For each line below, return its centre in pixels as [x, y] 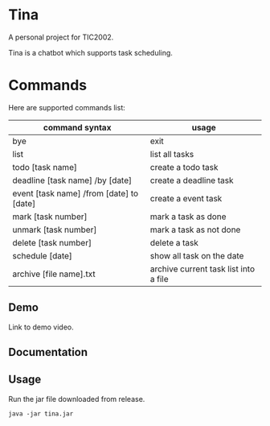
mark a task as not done [195, 230]
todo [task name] [45, 167]
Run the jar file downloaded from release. [77, 399]
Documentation [48, 352]
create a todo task [184, 167]
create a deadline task [192, 180]
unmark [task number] [55, 230]
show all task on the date [197, 255]
